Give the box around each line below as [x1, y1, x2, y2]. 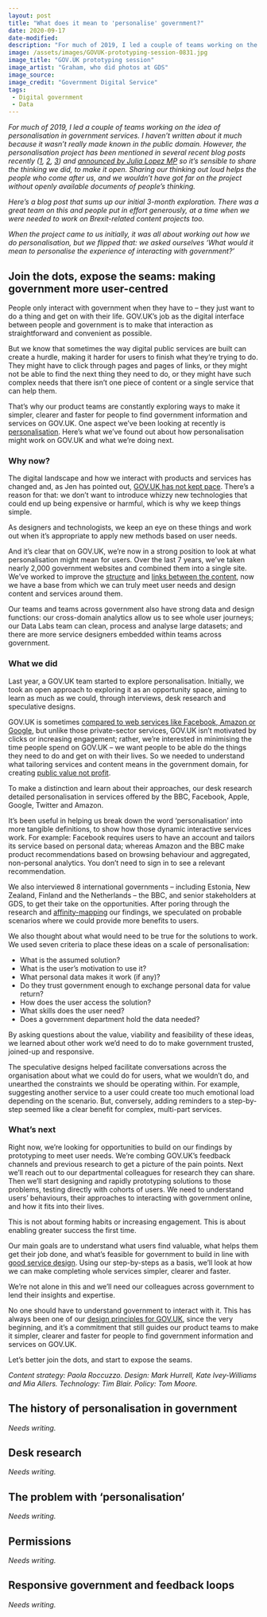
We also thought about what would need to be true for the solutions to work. [8, 931, 258, 941]
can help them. [8, 386, 57, 395]
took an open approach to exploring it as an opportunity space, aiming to [8, 684, 247, 694]
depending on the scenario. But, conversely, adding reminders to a [8, 1096, 226, 1106]
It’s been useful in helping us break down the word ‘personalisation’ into [8, 816, 243, 825]
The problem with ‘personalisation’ [8, 1490, 185, 1504]
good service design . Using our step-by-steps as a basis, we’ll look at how [8, 1258, 253, 1267]
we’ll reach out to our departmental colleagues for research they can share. [8, 1168, 256, 1177]
